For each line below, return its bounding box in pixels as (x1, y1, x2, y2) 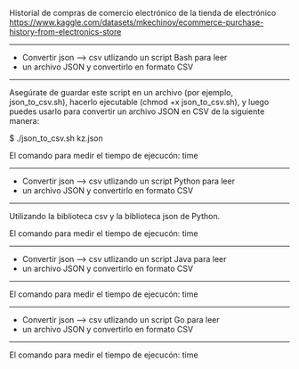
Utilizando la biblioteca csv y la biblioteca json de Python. (9, 211, 221, 221)
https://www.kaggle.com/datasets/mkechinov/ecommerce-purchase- (9, 17, 264, 28)
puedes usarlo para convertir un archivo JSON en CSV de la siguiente (9, 106, 265, 117)
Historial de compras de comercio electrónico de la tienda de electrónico (9, 8, 277, 18)
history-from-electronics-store (9, 27, 122, 37)
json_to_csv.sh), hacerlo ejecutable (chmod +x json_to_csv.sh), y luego (9, 97, 270, 107)
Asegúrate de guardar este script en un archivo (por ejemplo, (9, 87, 234, 97)
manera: (9, 116, 40, 126)
